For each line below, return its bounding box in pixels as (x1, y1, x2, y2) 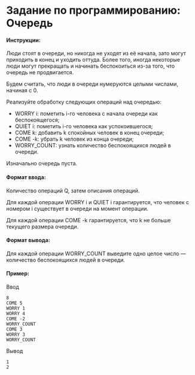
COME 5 (6, 300, 23, 306)
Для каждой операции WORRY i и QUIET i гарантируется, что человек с (6, 198, 190, 205)
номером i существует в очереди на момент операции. (6, 205, 148, 212)
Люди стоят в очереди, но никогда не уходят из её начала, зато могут (6, 50, 187, 57)
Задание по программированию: (6, 4, 181, 17)
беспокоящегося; (14, 116, 60, 123)
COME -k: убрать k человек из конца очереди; (14, 135, 134, 143)
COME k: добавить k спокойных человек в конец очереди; (14, 129, 164, 137)
